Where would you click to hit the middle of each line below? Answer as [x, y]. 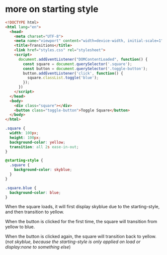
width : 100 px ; [24, 133]
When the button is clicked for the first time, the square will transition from [81, 222]
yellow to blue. [20, 227]
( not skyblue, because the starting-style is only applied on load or [73, 242]
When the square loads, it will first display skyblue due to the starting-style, [83, 207]
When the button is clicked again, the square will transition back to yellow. [81, 237]
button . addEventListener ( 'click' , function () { [73, 73]
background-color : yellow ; [38, 142]
